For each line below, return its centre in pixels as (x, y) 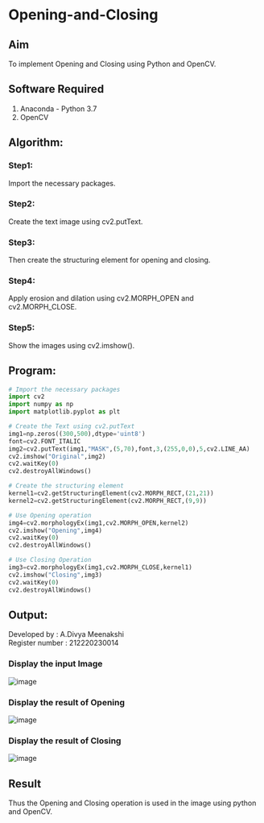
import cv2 (27, 397)
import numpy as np (41, 405)
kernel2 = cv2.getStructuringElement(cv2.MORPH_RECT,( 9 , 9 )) (107, 501)
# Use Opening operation (50, 515)
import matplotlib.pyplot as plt (64, 412)
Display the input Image (56, 664)
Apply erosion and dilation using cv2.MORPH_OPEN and (101, 298)
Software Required (56, 89)
